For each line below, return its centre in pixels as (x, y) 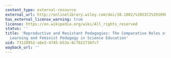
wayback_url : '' (22, 47)
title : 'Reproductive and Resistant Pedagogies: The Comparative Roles (83, 33)
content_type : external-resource (41, 10)
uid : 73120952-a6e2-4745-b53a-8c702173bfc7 (52, 43)
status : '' (17, 29)
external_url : (20, 15)
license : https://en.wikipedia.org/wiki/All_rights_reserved (72, 24)
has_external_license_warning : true (44, 19)
